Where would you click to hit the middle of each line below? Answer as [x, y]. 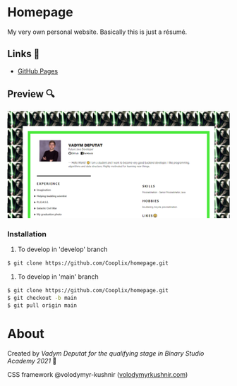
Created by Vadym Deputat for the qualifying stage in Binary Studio [106, 353]
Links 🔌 [24, 54]
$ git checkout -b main [42, 298]
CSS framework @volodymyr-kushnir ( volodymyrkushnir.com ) [98, 374]
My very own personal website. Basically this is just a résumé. [97, 32]
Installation [27, 234]
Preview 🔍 [31, 94]
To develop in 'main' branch [58, 277]
